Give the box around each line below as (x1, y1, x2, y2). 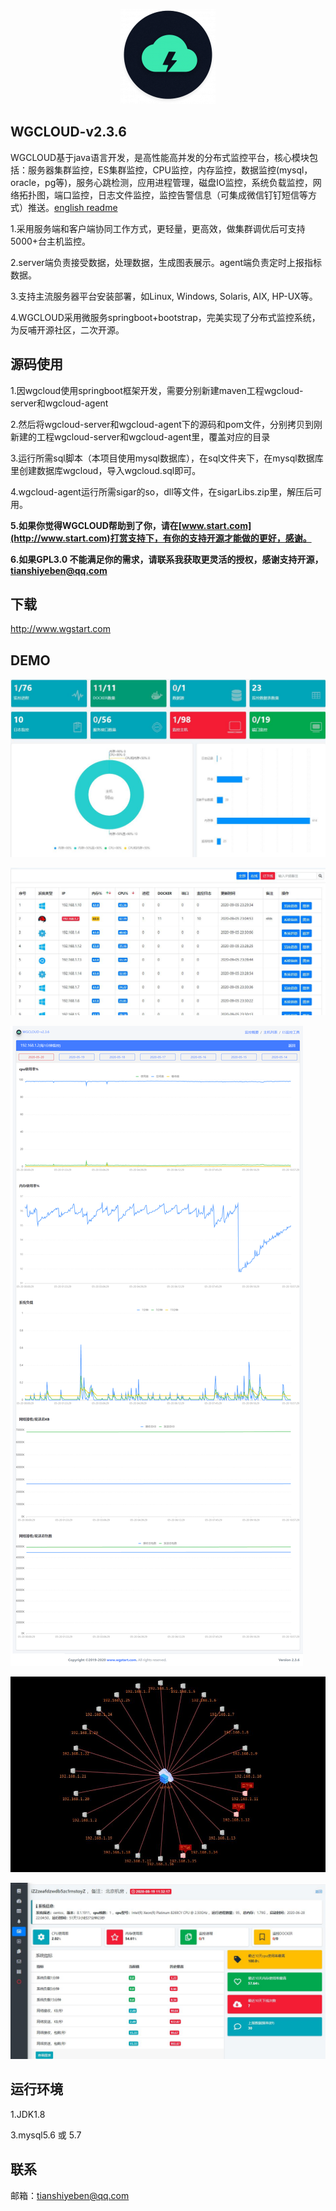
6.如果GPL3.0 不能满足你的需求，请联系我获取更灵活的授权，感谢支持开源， (10, 553, 324, 565)
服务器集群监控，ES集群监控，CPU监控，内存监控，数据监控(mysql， (27, 164, 313, 176)
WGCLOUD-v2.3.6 (10, 124, 127, 141)
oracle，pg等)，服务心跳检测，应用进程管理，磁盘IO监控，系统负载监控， (10, 176, 313, 188)
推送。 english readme (27, 201, 118, 213)
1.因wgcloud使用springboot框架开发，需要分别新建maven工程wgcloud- (10, 384, 304, 396)
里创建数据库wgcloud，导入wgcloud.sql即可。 (10, 464, 202, 476)
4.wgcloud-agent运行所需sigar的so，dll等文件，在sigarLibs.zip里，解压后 (10, 485, 314, 498)
